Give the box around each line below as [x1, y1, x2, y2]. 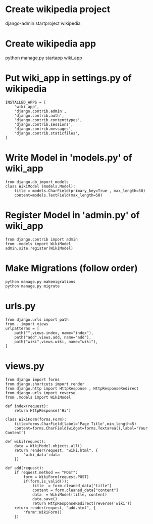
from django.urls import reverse [5, 390, 76, 395]
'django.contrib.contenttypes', [14, 117, 82, 122]
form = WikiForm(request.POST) [23, 474, 89, 480]
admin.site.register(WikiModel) [5, 246, 73, 251]
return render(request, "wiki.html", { [14, 448, 98, 453]
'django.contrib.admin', [14, 109, 67, 114]
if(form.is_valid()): [23, 479, 69, 484]
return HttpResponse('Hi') [14, 408, 71, 413]
